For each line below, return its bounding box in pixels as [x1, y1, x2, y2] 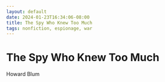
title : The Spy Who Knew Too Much [6, 20, 93, 26]
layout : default [6, 8, 47, 15]
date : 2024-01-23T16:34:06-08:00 [6, 14, 90, 20]
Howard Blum [6, 71, 40, 78]
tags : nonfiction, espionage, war [6, 25, 93, 31]
